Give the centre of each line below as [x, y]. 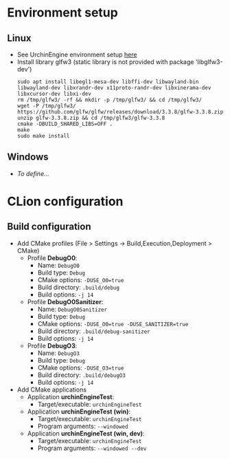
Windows [28, 157]
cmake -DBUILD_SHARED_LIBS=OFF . [65, 124]
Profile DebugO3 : [52, 345]
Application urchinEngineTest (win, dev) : [86, 433]
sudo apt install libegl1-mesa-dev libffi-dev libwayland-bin [108, 82]
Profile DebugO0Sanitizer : [65, 301]
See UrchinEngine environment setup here [77, 54]
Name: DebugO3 [59, 353]
